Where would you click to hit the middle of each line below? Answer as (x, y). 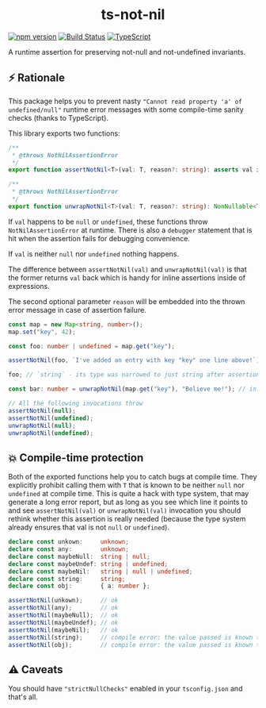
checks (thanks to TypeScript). (59, 117)
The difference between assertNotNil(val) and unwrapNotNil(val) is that (127, 269)
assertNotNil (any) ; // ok (63, 608)
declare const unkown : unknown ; (68, 542)
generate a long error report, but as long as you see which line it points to (128, 502)
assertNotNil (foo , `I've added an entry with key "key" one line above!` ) (134, 360)
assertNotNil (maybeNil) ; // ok (63, 630)
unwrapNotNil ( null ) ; (42, 425)
